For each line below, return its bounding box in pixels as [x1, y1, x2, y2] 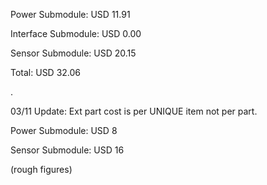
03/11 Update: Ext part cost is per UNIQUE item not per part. [10, 105, 258, 117]
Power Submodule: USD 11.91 [10, 9, 131, 20]
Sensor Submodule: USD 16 [10, 144, 125, 156]
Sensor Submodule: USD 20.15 [10, 47, 137, 59]
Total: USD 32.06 [10, 67, 82, 78]
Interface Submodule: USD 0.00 [10, 28, 142, 39]
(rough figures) [10, 164, 73, 175]
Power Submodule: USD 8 [10, 125, 118, 136]
